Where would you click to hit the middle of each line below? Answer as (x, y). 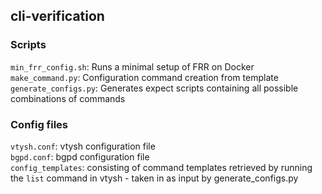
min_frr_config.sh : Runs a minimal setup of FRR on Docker (132, 66)
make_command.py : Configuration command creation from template (144, 77)
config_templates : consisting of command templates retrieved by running (161, 167)
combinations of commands (68, 98)
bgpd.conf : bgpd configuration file (80, 156)
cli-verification (57, 16)
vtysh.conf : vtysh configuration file (83, 146)
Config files (39, 124)
